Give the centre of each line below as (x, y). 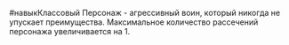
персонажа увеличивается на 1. (70, 31)
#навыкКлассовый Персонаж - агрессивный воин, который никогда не (145, 13)
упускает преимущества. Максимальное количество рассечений (134, 22)
